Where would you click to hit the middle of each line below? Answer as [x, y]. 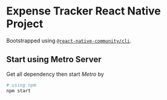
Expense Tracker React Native [84, 11]
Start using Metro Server [54, 59]
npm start [19, 91]
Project [25, 24]
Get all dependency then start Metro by [55, 74]
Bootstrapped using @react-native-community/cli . [69, 40]
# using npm [21, 85]
